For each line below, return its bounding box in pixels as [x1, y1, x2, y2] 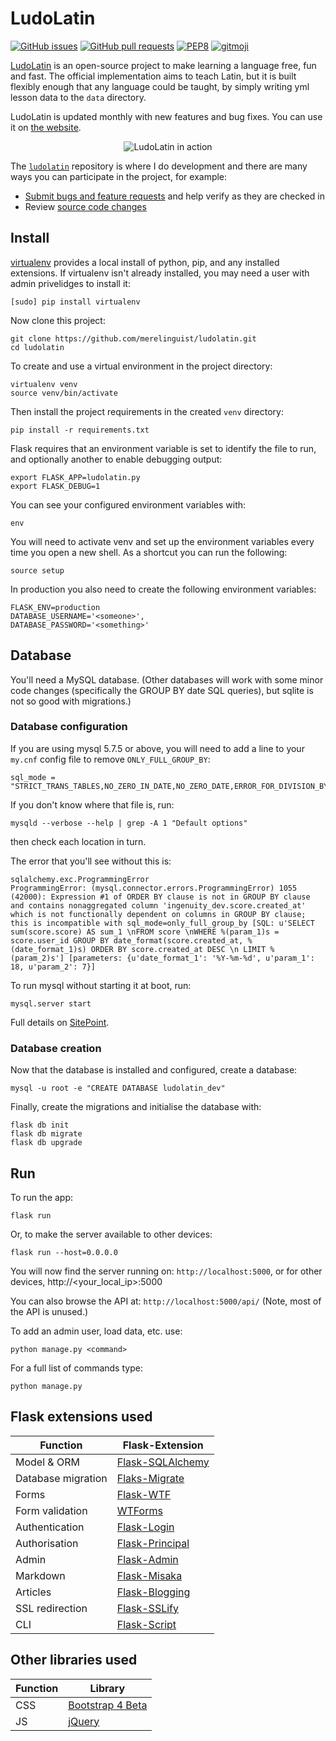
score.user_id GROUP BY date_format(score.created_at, [10, 935, 244, 946]
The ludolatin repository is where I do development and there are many [10, 160, 308, 172]
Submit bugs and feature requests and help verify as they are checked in [24, 190, 325, 202]
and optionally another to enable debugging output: [10, 453, 223, 465]
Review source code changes [24, 200, 147, 212]
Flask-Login [116, 1520, 175, 1534]
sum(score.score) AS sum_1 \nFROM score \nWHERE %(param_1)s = [10, 927, 280, 937]
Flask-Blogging [116, 1585, 191, 1599]
